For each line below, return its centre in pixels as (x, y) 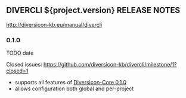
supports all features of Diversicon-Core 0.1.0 (71, 83)
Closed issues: (24, 65)
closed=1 (17, 71)
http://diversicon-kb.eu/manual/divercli (54, 24)
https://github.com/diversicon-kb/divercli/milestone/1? (110, 65)
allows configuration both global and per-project (74, 88)
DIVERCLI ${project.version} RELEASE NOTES (93, 10)
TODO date (20, 53)
